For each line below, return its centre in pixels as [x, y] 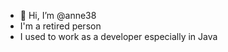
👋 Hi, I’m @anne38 [58, 15]
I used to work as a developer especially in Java [118, 36]
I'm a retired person [60, 26]
